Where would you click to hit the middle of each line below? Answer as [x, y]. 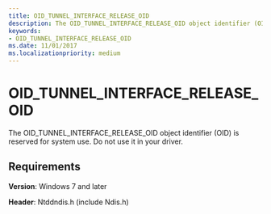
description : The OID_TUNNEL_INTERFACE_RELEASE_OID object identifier [129, 23]
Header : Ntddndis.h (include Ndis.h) [69, 202]
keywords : [25, 31]
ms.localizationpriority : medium [65, 53]
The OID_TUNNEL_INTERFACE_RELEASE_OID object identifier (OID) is [124, 132]
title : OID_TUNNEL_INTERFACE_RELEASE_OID [79, 16]
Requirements [44, 167]
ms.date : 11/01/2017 [43, 46]
